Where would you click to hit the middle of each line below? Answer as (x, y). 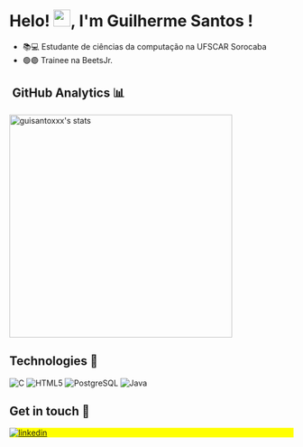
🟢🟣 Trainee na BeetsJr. (67, 60)
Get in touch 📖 (50, 411)
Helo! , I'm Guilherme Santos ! (132, 21)
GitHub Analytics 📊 (69, 93)
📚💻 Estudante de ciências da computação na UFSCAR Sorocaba (145, 46)
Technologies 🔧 (54, 361)
